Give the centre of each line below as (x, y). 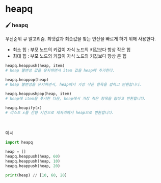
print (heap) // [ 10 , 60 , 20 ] (36, 175)
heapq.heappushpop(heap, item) (38, 94)
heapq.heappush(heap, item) (35, 66)
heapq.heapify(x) (24, 108)
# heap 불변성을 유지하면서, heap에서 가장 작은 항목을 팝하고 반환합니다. (73, 85)
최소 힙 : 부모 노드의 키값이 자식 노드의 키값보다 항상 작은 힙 (72, 50)
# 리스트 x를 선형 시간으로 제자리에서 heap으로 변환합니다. (60, 112)
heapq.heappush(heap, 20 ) (33, 166)
